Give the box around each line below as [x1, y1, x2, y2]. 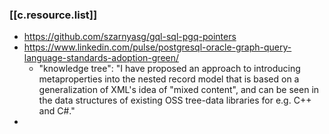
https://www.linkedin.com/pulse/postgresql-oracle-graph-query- [23, 41, 292, 53]
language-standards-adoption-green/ [23, 52, 180, 64]
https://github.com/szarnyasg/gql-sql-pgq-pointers [23, 31, 237, 43]
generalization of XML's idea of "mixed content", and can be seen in [38, 84, 320, 96]
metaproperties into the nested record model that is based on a [38, 73, 300, 85]
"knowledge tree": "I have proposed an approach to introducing [38, 63, 301, 75]
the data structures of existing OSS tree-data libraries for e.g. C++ [38, 94, 312, 107]
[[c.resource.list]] [9, 8, 98, 22]
